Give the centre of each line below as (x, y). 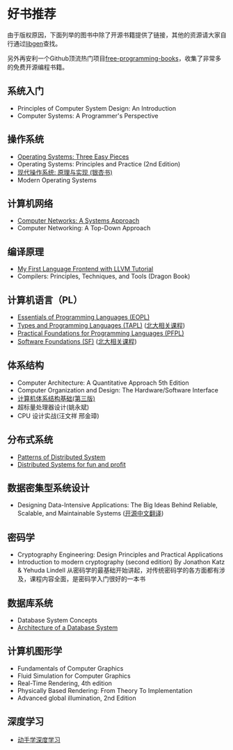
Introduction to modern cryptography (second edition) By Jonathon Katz (121, 562)
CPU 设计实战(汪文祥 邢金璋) (58, 415)
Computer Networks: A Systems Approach (78, 221)
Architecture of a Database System (67, 628)
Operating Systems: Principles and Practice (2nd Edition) (99, 163)
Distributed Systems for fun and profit (72, 464)
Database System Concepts (57, 621)
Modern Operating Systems (57, 180)
